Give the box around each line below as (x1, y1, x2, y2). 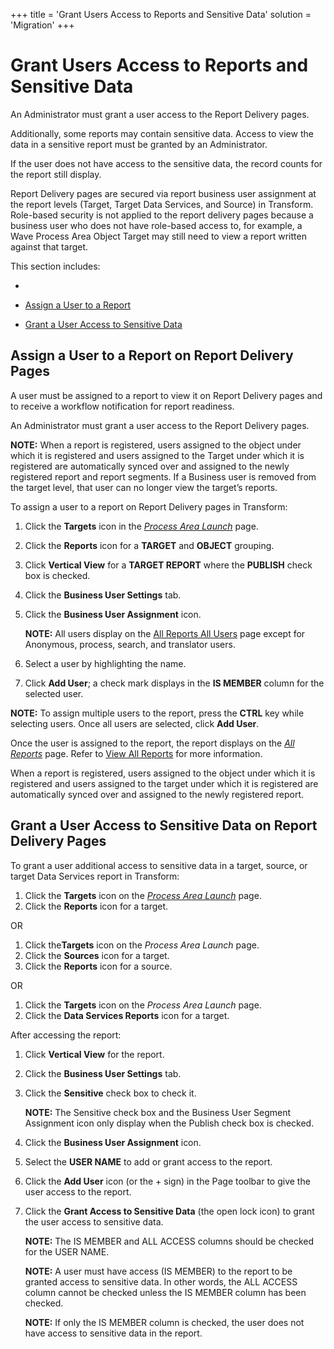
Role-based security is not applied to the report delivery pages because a (10, 209, 314, 221)
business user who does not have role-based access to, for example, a (10, 219, 303, 231)
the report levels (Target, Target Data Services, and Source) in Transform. (10, 198, 314, 210)
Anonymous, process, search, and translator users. (24, 638, 236, 650)
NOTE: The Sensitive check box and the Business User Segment (24, 1106, 292, 1118)
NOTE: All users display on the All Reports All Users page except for (24, 627, 306, 639)
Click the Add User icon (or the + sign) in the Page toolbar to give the (24, 1175, 311, 1187)
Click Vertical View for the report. (24, 1048, 165, 1060)
